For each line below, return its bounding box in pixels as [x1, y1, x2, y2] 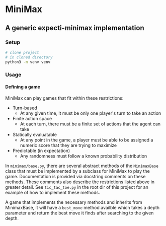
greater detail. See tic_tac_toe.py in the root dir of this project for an [5, 184, 148, 190]
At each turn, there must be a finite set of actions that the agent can [20, 121, 161, 127]
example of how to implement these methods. [5, 189, 100, 195]
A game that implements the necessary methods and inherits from [5, 199, 142, 205]
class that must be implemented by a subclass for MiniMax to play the [5, 168, 150, 174]
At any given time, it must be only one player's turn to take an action [20, 110, 161, 116]
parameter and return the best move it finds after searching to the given [5, 210, 154, 216]
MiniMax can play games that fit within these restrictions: [5, 95, 124, 101]
